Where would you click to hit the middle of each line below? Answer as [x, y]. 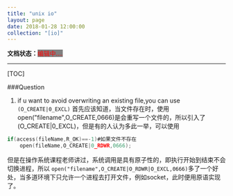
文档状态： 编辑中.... [35, 53]
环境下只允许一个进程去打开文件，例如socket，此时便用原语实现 [129, 177]
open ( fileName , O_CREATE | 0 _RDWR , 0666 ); [76, 146]
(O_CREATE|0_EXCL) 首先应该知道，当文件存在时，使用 [93, 109]
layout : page [26, 20]
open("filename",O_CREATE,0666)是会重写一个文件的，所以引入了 [111, 118]
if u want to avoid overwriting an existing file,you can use [98, 100]
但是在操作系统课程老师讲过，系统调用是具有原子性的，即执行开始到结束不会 [116, 160]
